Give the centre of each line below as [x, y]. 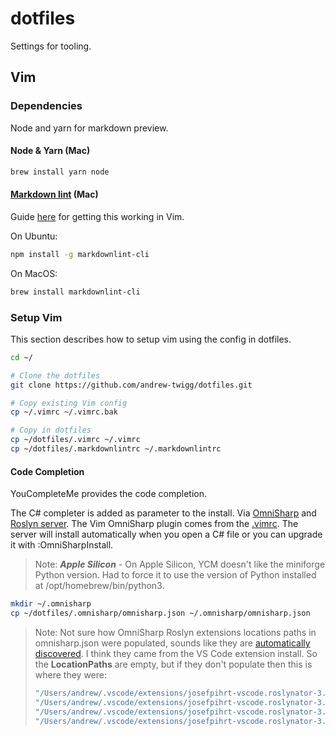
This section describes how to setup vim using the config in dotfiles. [151, 339]
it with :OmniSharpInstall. [62, 545]
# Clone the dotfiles [55, 375]
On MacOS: [34, 273]
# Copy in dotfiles [51, 430]
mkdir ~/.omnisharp [51, 604]
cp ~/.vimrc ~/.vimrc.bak [64, 412]
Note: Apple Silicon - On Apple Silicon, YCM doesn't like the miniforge [180, 564]
